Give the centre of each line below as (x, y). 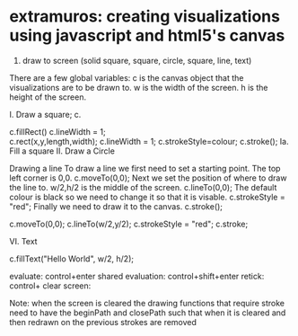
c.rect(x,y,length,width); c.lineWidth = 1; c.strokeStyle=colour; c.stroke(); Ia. (149, 141)
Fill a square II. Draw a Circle (62, 151)
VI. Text (23, 241)
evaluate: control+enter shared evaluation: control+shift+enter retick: (137, 276)
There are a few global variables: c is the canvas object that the (127, 77)
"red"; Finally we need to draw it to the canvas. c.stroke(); (116, 206)
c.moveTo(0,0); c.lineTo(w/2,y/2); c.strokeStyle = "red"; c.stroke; (129, 224)
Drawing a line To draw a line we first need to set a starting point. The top (145, 168)
